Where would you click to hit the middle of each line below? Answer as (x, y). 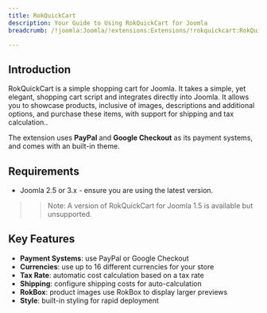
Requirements (44, 171)
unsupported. (70, 214)
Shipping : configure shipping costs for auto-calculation (110, 284)
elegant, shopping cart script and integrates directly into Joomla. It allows (129, 97)
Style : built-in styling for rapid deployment (89, 300)
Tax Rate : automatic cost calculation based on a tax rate (112, 275)
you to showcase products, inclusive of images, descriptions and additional (132, 106)
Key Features (42, 239)
